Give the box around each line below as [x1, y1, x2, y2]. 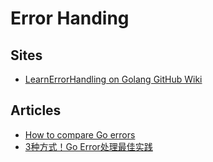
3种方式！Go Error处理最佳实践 [24, 140, 153, 152]
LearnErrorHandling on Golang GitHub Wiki [24, 73, 203, 85]
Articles [10, 102, 62, 119]
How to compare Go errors [24, 128, 136, 141]
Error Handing [10, 7, 130, 30]
